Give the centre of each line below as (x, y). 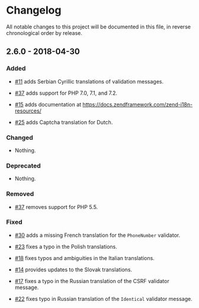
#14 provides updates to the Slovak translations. (73, 269)
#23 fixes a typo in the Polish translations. (66, 246)
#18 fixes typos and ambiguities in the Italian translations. (85, 258)
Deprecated (24, 165)
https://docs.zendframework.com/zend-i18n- (138, 104)
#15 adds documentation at (48, 104)
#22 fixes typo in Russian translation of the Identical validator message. (103, 299)
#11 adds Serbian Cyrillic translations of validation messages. (89, 81)
